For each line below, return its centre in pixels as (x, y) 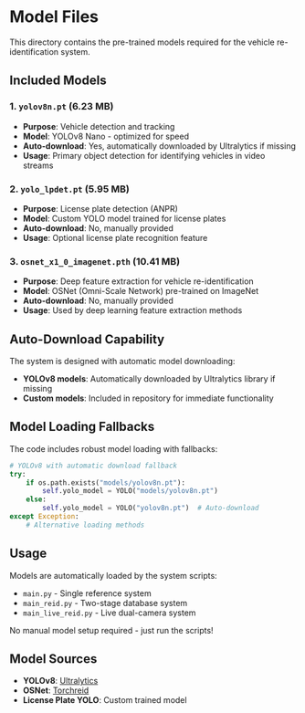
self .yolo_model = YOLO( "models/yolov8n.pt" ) (131, 491)
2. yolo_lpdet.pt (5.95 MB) (69, 189)
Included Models (58, 81)
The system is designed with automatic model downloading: (122, 362)
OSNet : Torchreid (56, 690)
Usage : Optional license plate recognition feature (115, 237)
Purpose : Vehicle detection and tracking (99, 126)
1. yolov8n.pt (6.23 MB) (62, 107)
